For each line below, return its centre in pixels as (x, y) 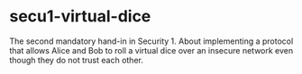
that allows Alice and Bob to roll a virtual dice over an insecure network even (151, 50)
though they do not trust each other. (77, 60)
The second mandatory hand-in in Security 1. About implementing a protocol (151, 41)
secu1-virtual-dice (80, 16)
